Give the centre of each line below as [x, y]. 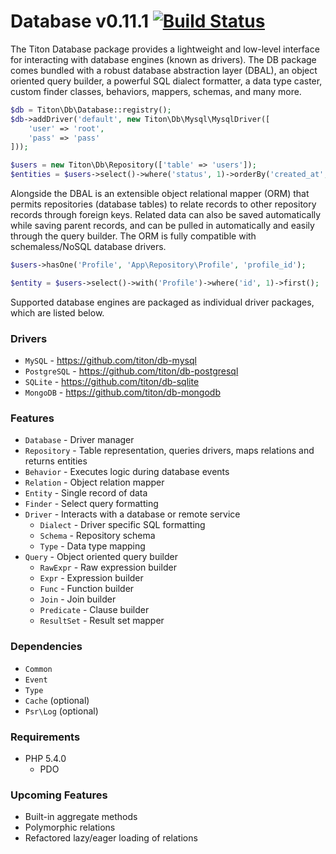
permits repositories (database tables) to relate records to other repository [163, 204]
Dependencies [46, 647]
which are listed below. [57, 312]
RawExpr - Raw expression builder [108, 567]
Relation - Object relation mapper [94, 482]
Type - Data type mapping [92, 546]
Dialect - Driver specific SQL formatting [122, 525]
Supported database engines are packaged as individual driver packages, [162, 302]
